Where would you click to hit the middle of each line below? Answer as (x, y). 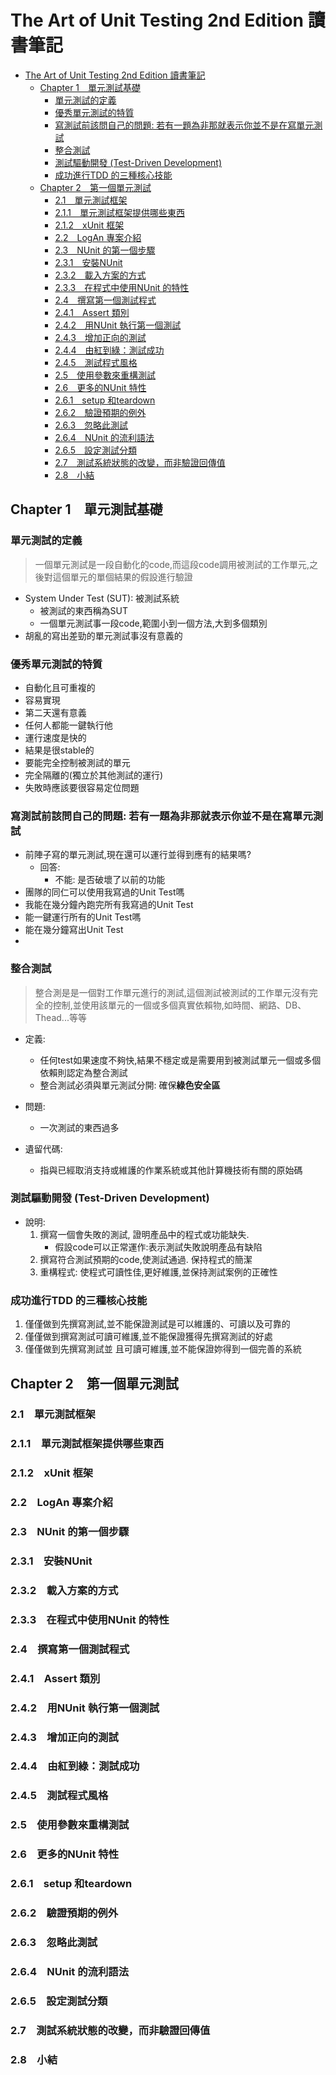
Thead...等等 (60, 1017)
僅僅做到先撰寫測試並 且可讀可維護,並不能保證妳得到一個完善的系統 (163, 1349)
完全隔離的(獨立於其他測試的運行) (94, 775)
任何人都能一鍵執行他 (68, 725)
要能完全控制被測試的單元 (77, 762)
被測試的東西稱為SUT (84, 610)
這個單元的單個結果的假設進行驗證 (122, 577)
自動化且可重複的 (60, 687)
